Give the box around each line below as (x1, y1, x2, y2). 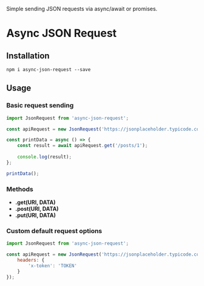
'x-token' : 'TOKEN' (28, 262, 78, 269)
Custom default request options (6, 226, 103, 235)
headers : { (17, 257, 45, 264)
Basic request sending (6, 101, 74, 110)
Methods (6, 185, 33, 193)
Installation (6, 50, 50, 61)
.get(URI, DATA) (15, 199, 56, 206)
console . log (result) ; (17, 154, 72, 160)
